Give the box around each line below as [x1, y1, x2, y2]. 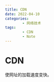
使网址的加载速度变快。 [5, 71, 52, 78]
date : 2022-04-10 [5, 12, 40, 16]
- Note [22, 34, 36, 39]
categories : [5, 16, 29, 21]
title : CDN [5, 7, 27, 12]
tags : [5, 25, 16, 30]
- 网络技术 [22, 20, 41, 26]
